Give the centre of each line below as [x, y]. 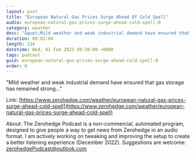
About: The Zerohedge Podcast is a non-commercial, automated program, [95, 124]
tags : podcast [23, 55]
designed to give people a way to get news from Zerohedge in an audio [92, 130]
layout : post [22, 11]
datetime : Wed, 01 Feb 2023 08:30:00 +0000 [60, 50]
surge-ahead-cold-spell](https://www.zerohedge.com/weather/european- [96, 107]
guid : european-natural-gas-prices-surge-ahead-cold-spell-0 [82, 60]
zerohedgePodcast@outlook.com [47, 149]
